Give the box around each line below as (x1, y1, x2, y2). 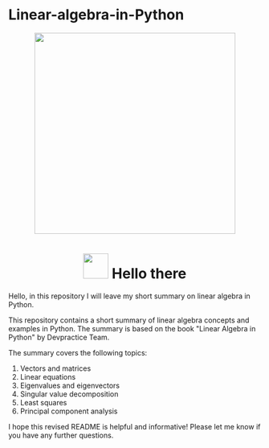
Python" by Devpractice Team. (8, 332, 110, 342)
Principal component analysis (19, 406, 118, 416)
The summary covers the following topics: (8, 347, 148, 357)
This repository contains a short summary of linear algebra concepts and (8, 315, 250, 325)
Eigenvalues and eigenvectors (19, 380, 120, 390)
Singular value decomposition (19, 388, 119, 399)
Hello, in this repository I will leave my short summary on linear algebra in (8, 291, 251, 301)
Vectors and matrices (19, 364, 92, 373)
